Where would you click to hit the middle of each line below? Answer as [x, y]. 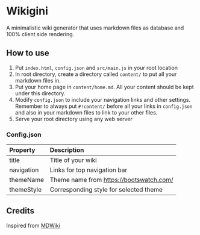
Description [67, 150]
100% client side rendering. [40, 34]
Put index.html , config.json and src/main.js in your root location [96, 67]
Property [22, 150]
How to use [28, 53]
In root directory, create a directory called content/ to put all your [96, 74]
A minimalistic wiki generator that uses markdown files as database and [95, 28]
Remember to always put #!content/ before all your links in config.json [104, 106]
